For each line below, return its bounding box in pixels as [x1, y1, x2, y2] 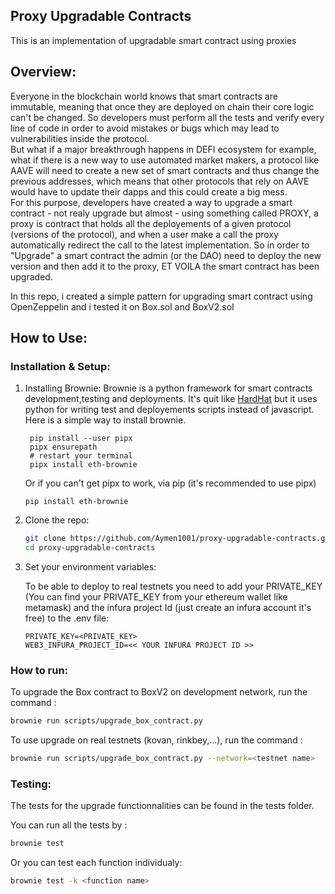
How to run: [10, 663, 69, 677]
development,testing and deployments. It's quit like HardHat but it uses [24, 393, 318, 405]
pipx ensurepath [29, 442, 98, 453]
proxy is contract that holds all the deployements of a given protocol [10, 217, 292, 229]
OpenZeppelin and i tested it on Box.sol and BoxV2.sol [10, 300, 235, 313]
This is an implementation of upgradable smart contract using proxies [10, 34, 297, 46]
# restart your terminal [29, 451, 133, 461]
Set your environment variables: [24, 561, 157, 573]
